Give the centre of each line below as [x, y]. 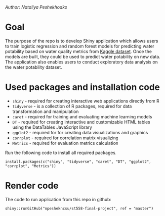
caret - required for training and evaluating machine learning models [82, 116]
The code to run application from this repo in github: [58, 199]
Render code [32, 186]
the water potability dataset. [34, 67]
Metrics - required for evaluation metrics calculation [65, 143]
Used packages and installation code [82, 87]
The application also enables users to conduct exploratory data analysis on [82, 62]
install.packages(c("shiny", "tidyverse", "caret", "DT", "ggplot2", [78, 162]
